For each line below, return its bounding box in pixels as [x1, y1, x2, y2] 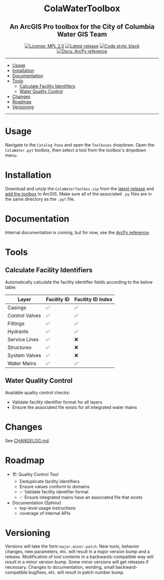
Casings [7, 304, 26, 311]
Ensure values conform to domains [19, 483, 90, 489]
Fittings [7, 320, 25, 327]
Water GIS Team [57, 30, 107, 38]
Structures [7, 344, 32, 351]
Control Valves [7, 312, 41, 319]
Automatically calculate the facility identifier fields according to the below [5, 279, 153, 285]
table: [5, 284, 17, 290]
